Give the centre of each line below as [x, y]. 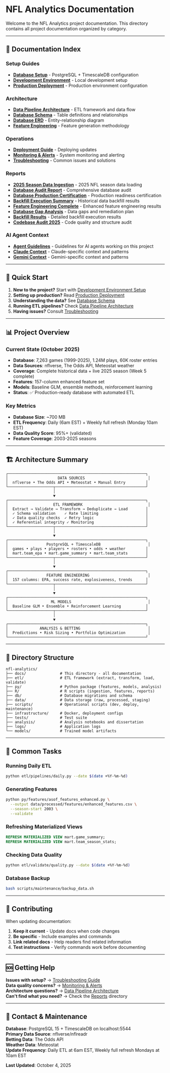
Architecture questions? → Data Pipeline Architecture [62, 991]
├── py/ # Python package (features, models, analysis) [84, 687]
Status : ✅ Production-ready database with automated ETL [74, 393]
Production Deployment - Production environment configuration [80, 85]
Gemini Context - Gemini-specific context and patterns [71, 257]
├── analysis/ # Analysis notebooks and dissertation [75, 722]
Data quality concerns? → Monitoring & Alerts [54, 985]
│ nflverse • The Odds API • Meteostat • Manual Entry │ [77, 483]
